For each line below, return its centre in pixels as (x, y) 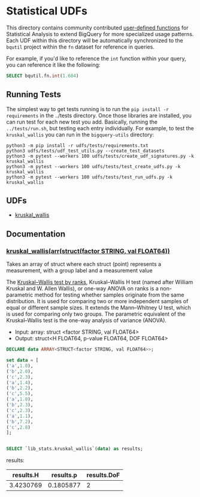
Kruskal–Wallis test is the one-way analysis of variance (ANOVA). (86, 321)
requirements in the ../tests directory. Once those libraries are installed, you (99, 115)
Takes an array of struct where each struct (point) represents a (84, 264)
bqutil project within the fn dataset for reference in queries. (80, 47)
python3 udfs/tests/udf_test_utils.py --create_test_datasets (85, 151)
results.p (64, 475)
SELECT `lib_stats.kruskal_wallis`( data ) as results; (75, 449)
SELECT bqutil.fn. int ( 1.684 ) (43, 76)
